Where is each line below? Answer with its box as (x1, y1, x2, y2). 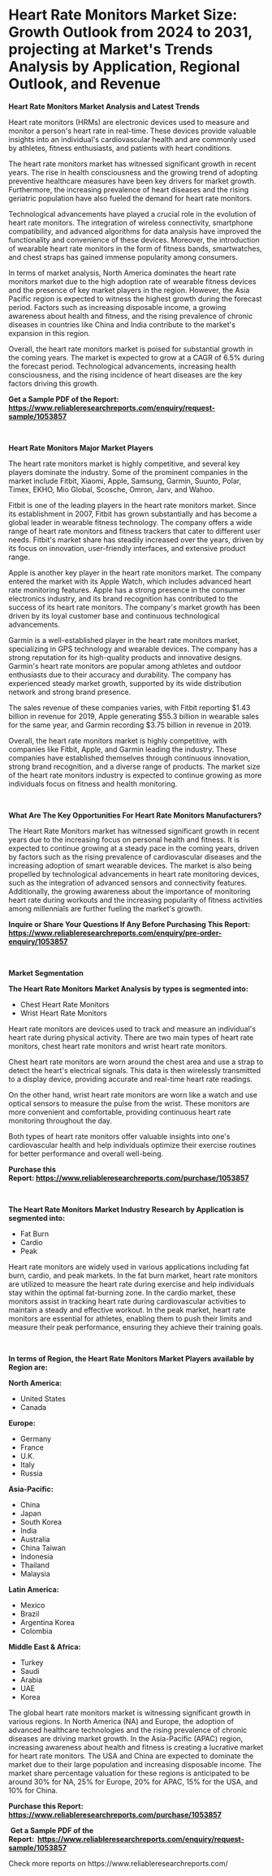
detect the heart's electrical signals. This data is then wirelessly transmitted (8, 1065, 261, 1075)
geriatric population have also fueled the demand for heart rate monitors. (8, 193, 253, 203)
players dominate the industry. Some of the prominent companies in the (8, 467, 248, 477)
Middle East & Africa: (8, 1641, 81, 1651)
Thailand (19, 1560, 50, 1570)
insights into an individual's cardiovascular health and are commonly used (8, 134, 256, 144)
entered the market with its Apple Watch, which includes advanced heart (8, 576, 252, 586)
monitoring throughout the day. (8, 1115, 112, 1125)
